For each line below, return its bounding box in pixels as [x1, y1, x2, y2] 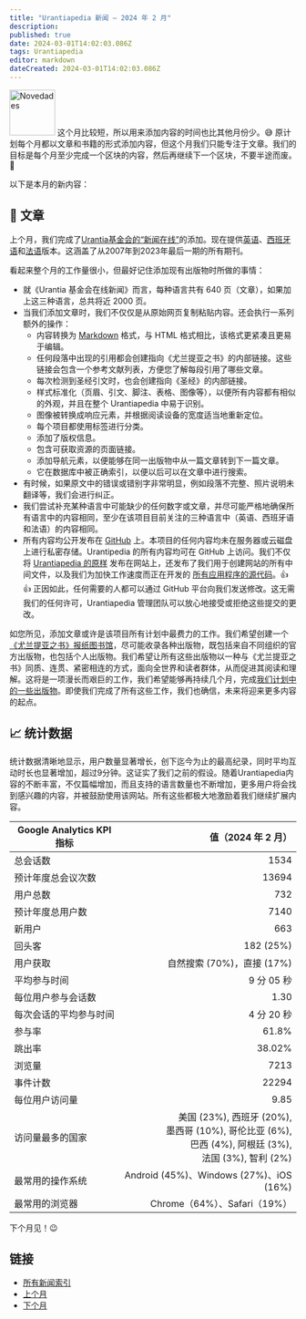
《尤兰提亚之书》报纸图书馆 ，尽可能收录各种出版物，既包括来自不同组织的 [9, 639, 289, 650]
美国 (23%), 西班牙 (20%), [178, 1110, 292, 1123]
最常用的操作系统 [14, 1174, 88, 1187]
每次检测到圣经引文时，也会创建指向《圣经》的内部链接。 [36, 375, 252, 386]
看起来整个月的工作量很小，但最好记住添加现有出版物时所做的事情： [9, 264, 265, 275]
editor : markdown [9, 56, 76, 65]
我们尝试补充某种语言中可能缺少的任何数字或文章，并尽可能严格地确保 [22, 500, 287, 511]
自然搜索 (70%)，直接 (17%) [167, 956, 292, 969]
